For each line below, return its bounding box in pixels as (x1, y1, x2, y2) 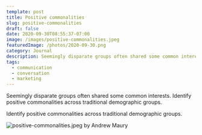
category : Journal (6, 48, 52, 54)
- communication (11, 64, 52, 71)
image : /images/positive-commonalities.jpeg (6, 37, 120, 43)
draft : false (6, 25, 39, 32)
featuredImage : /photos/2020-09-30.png (6, 43, 106, 49)
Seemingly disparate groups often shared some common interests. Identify (6, 92, 192, 100)
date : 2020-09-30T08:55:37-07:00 (6, 31, 90, 37)
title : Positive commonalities (6, 14, 85, 20)
